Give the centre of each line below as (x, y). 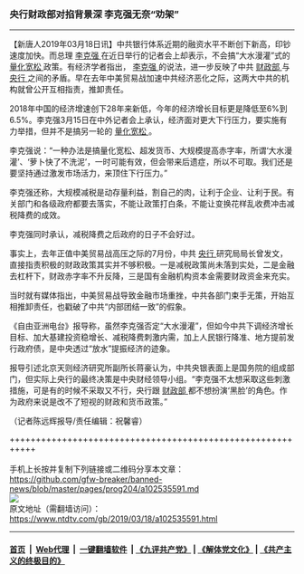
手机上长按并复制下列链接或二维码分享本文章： (96, 469)
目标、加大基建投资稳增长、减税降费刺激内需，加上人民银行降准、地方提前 (148, 338)
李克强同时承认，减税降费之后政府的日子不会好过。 (104, 234)
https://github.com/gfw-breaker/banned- (86, 479)
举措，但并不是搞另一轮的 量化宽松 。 (86, 131)
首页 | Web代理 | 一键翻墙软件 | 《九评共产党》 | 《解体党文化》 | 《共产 (147, 549)
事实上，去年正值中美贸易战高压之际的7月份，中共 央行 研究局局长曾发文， (148, 254)
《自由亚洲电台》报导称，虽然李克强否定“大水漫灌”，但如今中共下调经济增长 (152, 326)
